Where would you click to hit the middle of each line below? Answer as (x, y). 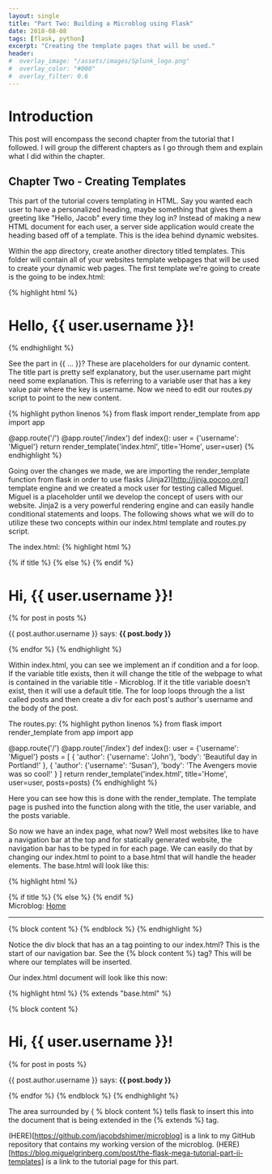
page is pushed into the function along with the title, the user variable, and (132, 807)
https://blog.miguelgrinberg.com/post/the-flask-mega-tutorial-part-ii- (127, 1153)
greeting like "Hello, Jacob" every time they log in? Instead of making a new (135, 218)
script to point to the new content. (65, 398)
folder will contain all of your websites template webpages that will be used (134, 259)
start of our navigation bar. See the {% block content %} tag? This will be (130, 953)
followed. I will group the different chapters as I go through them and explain (136, 148)
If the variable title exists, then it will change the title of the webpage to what (136, 674)
